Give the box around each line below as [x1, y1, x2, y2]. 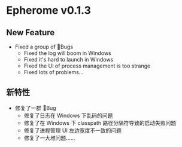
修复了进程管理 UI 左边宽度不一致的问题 [23, 127, 122, 134]
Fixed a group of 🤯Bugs [14, 43, 74, 50]
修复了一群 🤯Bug [14, 104, 56, 111]
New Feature [6, 27, 55, 38]
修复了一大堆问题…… [23, 134, 75, 141]
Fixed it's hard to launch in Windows [23, 56, 114, 63]
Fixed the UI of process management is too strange [23, 62, 151, 69]
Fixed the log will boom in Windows [23, 50, 112, 57]
